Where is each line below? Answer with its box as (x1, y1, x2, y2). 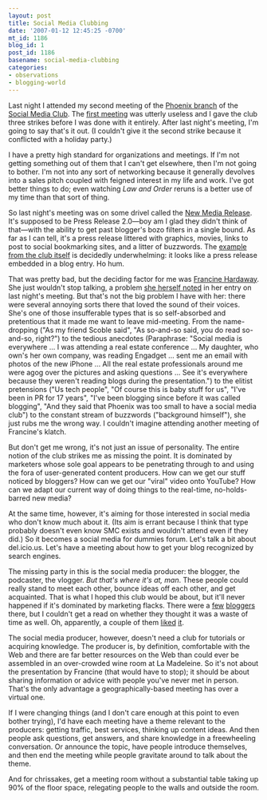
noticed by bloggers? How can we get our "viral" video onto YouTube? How (8, 476, 257, 485)
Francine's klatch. (8, 426, 67, 436)
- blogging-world (8, 78, 66, 86)
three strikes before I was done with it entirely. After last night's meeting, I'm (8, 117, 259, 127)
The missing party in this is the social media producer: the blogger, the (8, 566, 241, 576)
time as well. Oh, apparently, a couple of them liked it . (8, 617, 185, 627)
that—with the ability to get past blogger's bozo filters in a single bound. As (8, 224, 256, 234)
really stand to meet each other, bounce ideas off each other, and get (8, 584, 236, 593)
